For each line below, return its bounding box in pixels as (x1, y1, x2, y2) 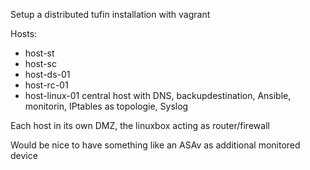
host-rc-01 (24, 79, 69, 91)
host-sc (24, 58, 57, 69)
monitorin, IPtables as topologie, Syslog (24, 100, 189, 112)
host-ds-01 (24, 69, 71, 80)
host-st (24, 47, 55, 59)
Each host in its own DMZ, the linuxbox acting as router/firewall (10, 120, 270, 131)
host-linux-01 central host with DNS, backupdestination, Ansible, (24, 90, 292, 101)
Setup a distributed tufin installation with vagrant (10, 9, 211, 20)
